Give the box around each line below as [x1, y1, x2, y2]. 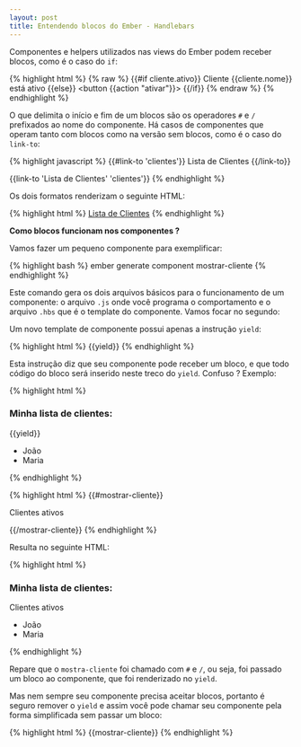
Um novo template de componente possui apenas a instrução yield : [9, 323, 262, 334]
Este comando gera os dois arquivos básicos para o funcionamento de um [9, 286, 285, 297]
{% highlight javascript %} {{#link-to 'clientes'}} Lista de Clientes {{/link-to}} [9, 155, 291, 166]
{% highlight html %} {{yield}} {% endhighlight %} [9, 340, 195, 351]
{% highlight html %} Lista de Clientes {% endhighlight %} [9, 207, 225, 218]
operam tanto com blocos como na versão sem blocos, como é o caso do [9, 128, 282, 139]
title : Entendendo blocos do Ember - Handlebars [9, 22, 195, 31]
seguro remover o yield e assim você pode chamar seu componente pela [9, 700, 282, 711]
